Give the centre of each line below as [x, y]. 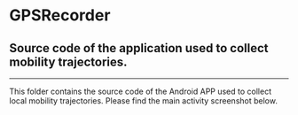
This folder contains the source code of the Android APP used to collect [141, 91]
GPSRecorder [60, 15]
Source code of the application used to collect [139, 48]
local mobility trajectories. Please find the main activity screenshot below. [143, 101]
